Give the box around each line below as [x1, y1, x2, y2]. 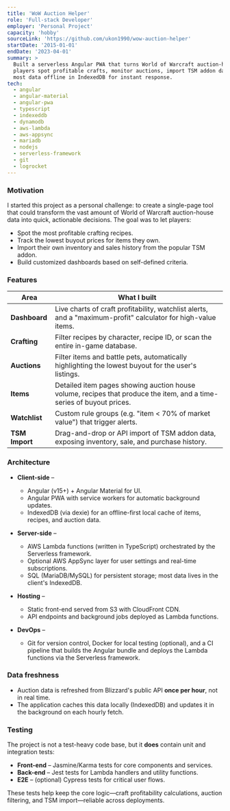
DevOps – [16, 625, 46, 634]
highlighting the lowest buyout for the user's [54, 361, 197, 371]
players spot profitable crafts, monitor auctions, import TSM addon [13, 67, 216, 74]
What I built [118, 292, 157, 302]
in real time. [16, 693, 51, 701]
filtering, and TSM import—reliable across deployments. [7, 796, 165, 805]
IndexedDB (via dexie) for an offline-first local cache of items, [27, 508, 201, 516]
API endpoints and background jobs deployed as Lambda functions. [27, 612, 219, 621]
